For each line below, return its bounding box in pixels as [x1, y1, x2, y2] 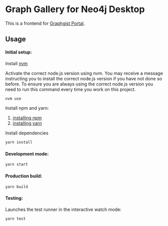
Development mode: [5, 151, 49, 157]
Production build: [5, 173, 42, 179]
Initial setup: [5, 49, 32, 55]
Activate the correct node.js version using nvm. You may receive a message [5, 70, 163, 76]
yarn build [5, 184, 28, 189]
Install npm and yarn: [5, 105, 49, 111]
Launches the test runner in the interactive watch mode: [5, 206, 122, 212]
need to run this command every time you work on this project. [5, 86, 136, 92]
